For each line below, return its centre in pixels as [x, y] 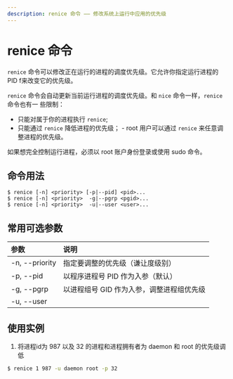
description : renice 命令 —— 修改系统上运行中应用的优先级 [87, 14]
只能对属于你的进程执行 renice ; [62, 119]
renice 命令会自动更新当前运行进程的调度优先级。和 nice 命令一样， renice [115, 95]
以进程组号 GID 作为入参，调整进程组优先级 [134, 290]
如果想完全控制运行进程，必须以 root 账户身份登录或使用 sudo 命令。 [107, 151]
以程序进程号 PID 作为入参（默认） [120, 276]
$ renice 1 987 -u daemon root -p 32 [62, 368]
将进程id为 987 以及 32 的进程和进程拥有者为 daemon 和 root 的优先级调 [121, 346]
